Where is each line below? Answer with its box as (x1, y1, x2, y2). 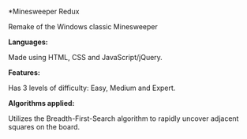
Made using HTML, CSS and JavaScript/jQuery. (8, 53, 163, 62)
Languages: (8, 37, 49, 47)
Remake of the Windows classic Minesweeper (8, 22, 158, 31)
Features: (8, 68, 41, 77)
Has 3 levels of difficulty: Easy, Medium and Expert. (8, 83, 176, 92)
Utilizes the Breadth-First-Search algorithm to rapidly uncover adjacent (8, 114, 239, 123)
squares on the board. (8, 122, 80, 131)
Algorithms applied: (8, 99, 75, 107)
